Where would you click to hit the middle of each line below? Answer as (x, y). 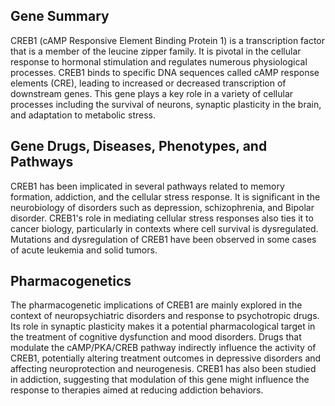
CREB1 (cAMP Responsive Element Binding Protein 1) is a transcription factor (168, 40)
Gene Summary (60, 16)
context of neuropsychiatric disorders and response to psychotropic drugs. (165, 316)
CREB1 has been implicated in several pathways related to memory (147, 186)
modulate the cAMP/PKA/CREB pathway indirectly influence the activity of (163, 348)
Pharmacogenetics (71, 281)
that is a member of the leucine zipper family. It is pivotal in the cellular (156, 51)
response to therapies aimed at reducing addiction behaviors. (137, 390)
